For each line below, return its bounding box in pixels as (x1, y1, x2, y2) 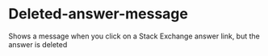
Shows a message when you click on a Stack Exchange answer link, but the (8, 31, 260, 41)
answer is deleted (8, 39, 68, 49)
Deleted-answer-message (8, 5, 188, 23)
